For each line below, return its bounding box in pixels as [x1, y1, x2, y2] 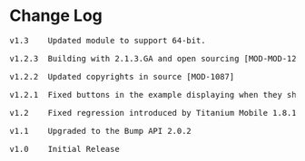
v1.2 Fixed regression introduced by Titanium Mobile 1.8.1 [9, 108, 297, 118]
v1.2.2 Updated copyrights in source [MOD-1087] [9, 71, 235, 81]
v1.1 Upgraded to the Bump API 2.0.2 [9, 126, 192, 136]
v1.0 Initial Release [9, 144, 120, 154]
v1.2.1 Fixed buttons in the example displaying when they [9, 90, 283, 99]
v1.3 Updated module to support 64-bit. [9, 35, 206, 45]
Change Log [9, 5, 103, 26]
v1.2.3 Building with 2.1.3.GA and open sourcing [9, 53, 240, 63]
